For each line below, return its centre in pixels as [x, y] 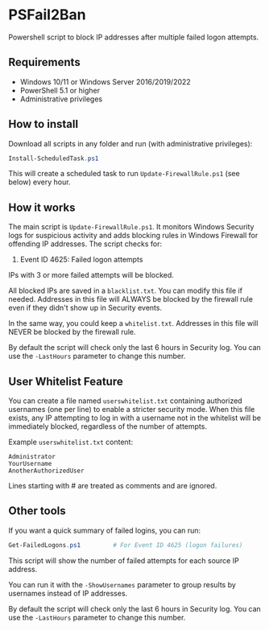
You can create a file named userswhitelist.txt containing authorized [126, 401]
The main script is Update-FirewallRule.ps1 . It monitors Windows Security [131, 227]
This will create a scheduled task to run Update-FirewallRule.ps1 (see [124, 174]
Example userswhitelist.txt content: [71, 442]
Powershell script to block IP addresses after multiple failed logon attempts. [134, 37]
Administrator [32, 457]
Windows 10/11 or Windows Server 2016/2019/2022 [105, 81]
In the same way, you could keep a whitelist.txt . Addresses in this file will [133, 323]
